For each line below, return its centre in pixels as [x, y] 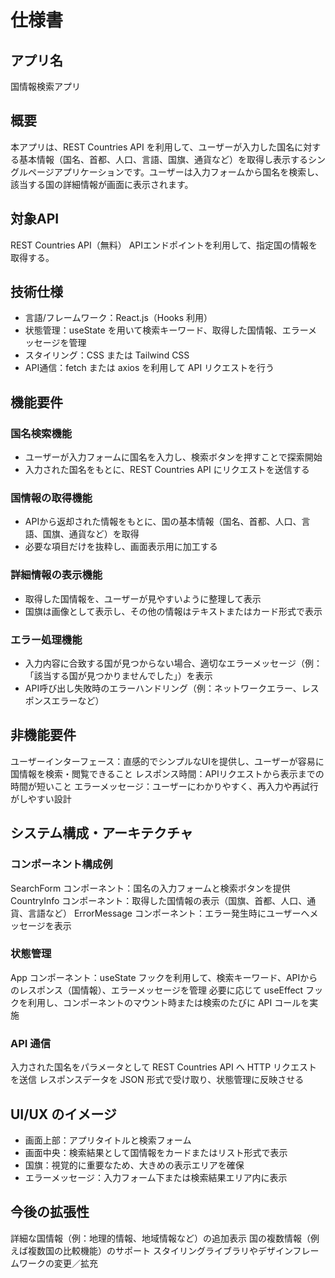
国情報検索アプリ [45, 86]
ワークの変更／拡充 [58, 1263]
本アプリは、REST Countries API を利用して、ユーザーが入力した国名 [152, 147]
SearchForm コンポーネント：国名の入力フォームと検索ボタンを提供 [150, 888]
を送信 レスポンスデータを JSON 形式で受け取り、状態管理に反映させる [157, 1080]
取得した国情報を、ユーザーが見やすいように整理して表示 [143, 598]
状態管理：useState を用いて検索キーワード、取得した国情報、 [153, 330]
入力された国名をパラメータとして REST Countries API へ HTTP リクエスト [164, 1067]
